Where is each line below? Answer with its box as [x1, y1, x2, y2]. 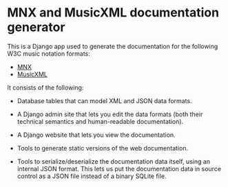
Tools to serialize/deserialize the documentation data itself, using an [17, 157, 211, 166]
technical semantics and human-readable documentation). [17, 117, 184, 125]
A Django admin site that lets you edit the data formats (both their [17, 110, 203, 118]
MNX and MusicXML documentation [7, 5, 219, 21]
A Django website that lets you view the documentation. [17, 131, 176, 139]
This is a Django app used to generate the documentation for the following [7, 42, 218, 50]
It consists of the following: [7, 83, 84, 91]
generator [7, 19, 65, 35]
